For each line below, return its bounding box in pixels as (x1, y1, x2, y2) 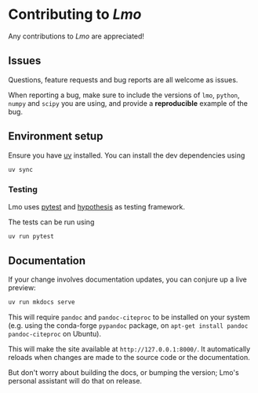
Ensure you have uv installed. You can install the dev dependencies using (8, 151, 245, 160)
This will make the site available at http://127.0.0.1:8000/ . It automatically (8, 344, 251, 354)
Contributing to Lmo (8, 5, 142, 24)
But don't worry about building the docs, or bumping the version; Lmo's (8, 368, 239, 377)
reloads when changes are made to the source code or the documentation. (8, 353, 250, 362)
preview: (8, 283, 37, 293)
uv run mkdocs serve (8, 298, 76, 307)
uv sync (8, 166, 34, 173)
